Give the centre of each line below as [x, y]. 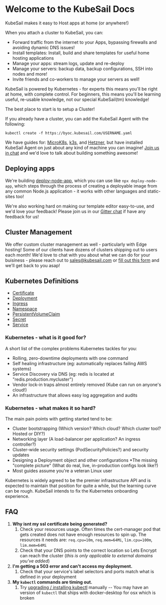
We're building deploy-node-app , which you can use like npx [67, 181]
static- [154, 191]
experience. [17, 496]
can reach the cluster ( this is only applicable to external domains [86, 555]
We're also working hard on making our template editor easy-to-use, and [80, 206]
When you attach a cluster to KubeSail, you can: [54, 32]
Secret [19, 319]
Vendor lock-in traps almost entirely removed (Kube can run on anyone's [87, 385]
